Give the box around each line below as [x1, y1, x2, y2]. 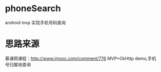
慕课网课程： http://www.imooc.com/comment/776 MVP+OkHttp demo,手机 [5, 55, 157, 61]
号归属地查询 [5, 61, 31, 67]
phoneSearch [5, 3, 61, 14]
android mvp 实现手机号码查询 [5, 19, 66, 25]
